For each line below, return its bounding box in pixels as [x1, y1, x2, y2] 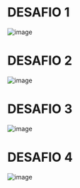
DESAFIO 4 [7, 150, 73, 165]
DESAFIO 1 [7, 4, 70, 21]
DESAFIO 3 [7, 101, 73, 117]
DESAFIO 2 [7, 52, 73, 69]
